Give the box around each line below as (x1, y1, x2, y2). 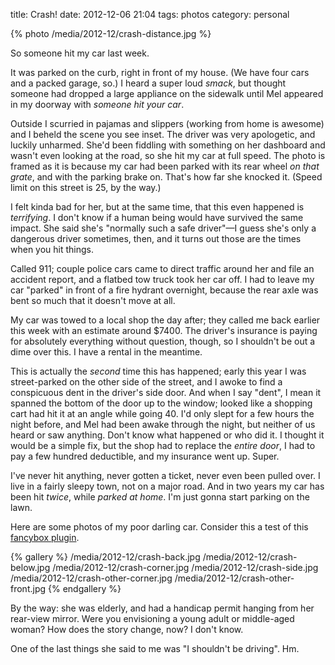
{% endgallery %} (47, 583, 122, 594)
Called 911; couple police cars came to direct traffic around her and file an (10, 263, 315, 274)
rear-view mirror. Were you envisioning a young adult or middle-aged (10, 613, 295, 624)
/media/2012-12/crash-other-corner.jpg (10, 572, 173, 584)
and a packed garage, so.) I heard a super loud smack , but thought (10, 77, 287, 89)
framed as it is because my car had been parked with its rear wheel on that (10, 160, 320, 172)
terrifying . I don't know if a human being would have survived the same (10, 212, 304, 223)
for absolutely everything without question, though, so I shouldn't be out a (10, 335, 316, 347)
